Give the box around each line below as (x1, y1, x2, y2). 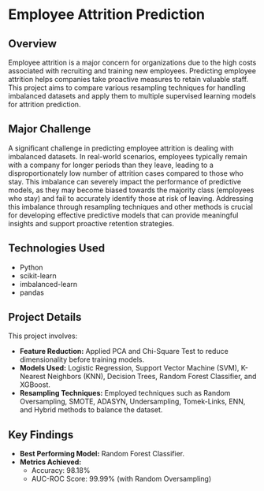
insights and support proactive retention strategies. (8, 218, 175, 228)
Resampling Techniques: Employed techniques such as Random (19, 389, 231, 398)
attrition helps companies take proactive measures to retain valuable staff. (8, 75, 249, 84)
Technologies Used (8, 242, 105, 255)
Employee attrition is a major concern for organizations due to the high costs (8, 58, 257, 67)
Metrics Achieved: (19, 457, 82, 467)
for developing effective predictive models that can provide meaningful (8, 210, 239, 220)
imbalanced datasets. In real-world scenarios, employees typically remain (8, 151, 248, 161)
